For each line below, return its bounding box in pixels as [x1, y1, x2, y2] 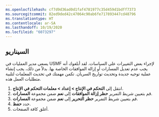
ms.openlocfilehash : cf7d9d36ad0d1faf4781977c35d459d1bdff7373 [5, 7, 136, 12]
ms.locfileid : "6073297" [5, 30, 56, 34]
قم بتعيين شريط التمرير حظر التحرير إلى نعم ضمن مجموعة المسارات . [12, 96, 138, 101]
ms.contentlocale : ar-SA [5, 20, 56, 26]
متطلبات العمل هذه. [5, 76, 42, 82]
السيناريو [5, 48, 29, 56]
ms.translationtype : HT [5, 16, 54, 21]
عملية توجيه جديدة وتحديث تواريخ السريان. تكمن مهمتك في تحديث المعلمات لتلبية [5, 71, 151, 77]
